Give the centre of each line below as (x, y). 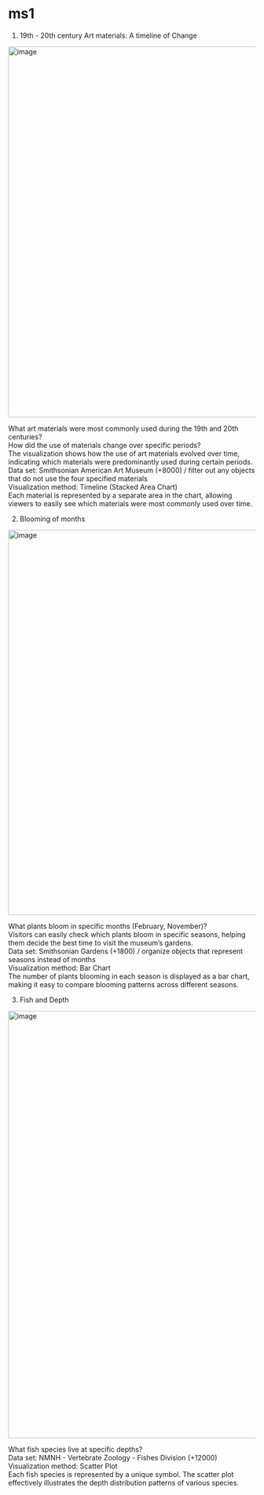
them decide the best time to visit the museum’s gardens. (101, 942)
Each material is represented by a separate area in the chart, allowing (120, 495)
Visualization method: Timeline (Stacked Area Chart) (93, 487)
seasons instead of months (52, 959)
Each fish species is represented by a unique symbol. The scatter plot (121, 1474)
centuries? (25, 436)
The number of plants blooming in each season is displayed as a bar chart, (129, 976)
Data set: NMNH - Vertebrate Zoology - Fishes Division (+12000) (113, 1457)
